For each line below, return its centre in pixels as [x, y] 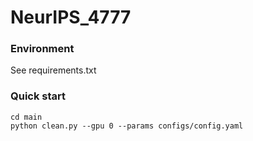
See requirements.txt [53, 70]
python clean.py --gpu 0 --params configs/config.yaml [127, 126]
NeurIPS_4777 [71, 17]
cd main [26, 117]
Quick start [38, 96]
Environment [42, 49]
